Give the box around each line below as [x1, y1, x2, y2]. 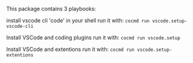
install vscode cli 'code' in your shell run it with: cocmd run [6, 17, 150, 24]
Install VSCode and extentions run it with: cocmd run [6, 45, 134, 53]
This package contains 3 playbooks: [6, 5, 96, 12]
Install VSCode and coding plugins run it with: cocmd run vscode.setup [6, 34, 181, 41]
